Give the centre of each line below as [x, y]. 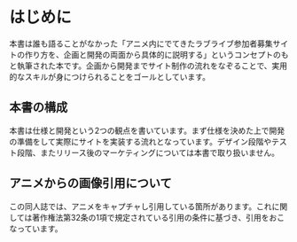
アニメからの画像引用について [90, 183]
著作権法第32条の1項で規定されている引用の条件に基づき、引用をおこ [159, 217]
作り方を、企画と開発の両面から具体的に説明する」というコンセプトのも [156, 54]
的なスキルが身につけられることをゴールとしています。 [110, 76]
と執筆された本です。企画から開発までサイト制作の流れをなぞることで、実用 [148, 66]
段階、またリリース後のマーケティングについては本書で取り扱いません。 [148, 152]
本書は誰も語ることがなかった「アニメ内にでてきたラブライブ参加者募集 [141, 43]
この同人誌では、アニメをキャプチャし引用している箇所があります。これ [141, 206]
